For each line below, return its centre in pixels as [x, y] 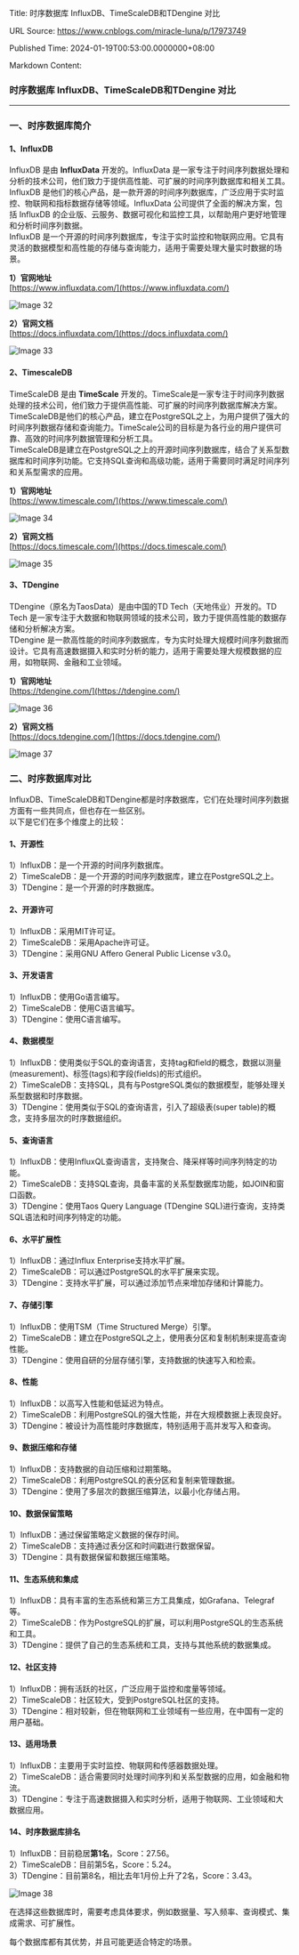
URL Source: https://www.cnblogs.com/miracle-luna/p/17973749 [128, 31]
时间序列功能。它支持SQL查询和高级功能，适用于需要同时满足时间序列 [161, 460]
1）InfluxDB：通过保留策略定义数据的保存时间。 [97, 1535]
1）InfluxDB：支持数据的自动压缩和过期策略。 [93, 1469]
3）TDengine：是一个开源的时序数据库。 [84, 887]
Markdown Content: [46, 65]
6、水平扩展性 [36, 1239]
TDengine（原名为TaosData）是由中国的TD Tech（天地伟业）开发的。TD [143, 606]
